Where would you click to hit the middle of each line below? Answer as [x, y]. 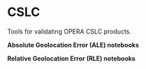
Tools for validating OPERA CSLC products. [69, 31]
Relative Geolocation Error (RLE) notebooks [72, 58]
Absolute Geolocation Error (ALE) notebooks [73, 45]
